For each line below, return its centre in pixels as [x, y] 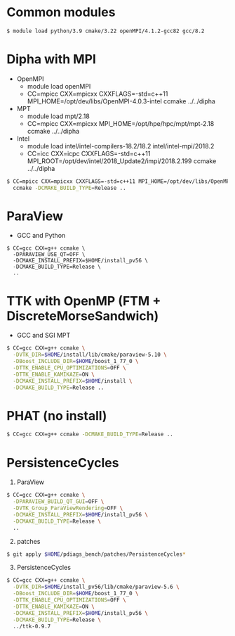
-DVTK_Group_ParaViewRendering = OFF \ [68, 508]
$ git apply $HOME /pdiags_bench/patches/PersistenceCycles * [96, 554]
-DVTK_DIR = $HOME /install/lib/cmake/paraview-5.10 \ [90, 355]
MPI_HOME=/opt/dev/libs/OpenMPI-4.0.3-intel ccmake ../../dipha [121, 101]
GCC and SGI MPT [43, 336]
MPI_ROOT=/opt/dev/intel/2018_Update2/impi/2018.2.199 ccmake [122, 161]
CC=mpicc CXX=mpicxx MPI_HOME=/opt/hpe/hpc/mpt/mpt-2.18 [121, 123]
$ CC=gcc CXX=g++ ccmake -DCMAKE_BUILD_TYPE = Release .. [90, 434]
